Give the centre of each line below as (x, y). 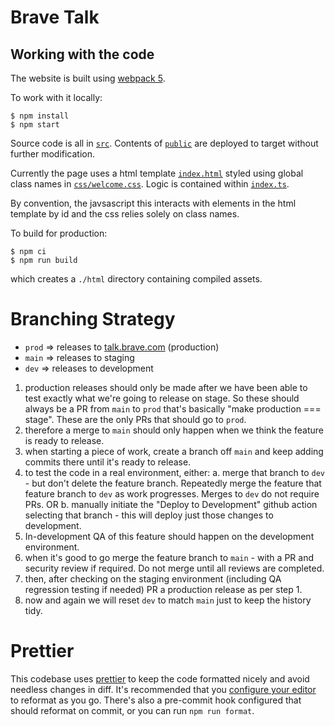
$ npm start (35, 125)
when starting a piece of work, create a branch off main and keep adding (174, 451)
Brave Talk (55, 17)
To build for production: (59, 233)
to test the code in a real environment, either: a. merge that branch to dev (174, 472)
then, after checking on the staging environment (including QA (153, 578)
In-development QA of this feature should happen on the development (169, 536)
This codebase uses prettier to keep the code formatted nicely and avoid (160, 678)
